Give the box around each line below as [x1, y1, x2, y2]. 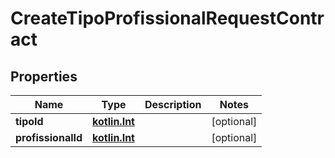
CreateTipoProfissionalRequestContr [10, 7, 325, 30]
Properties [10, 68, 78, 85]
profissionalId [15, 131, 83, 144]
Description [144, 98, 202, 111]
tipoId [15, 115, 44, 128]
